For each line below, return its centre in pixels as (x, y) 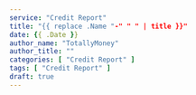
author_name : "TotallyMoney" (64, 43)
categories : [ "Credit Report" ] (72, 60)
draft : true (32, 77)
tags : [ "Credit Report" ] (60, 69)
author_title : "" (42, 52)
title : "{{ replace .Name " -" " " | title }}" (98, 26)
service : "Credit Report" (58, 18)
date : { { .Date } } (44, 34)
